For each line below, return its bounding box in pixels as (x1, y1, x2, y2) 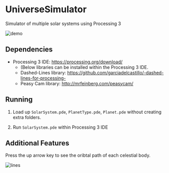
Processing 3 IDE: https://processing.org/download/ (12, 59, 123, 65)
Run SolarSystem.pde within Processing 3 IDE (12, 124, 109, 130)
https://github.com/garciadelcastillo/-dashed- (67, 69, 164, 76)
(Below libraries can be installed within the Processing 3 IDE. (20, 64, 149, 70)
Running (5, 95, 33, 104)
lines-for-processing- (20, 75, 66, 81)
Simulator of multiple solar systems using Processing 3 (5, 20, 121, 27)
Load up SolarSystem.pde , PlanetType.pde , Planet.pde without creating (12, 109, 162, 115)
